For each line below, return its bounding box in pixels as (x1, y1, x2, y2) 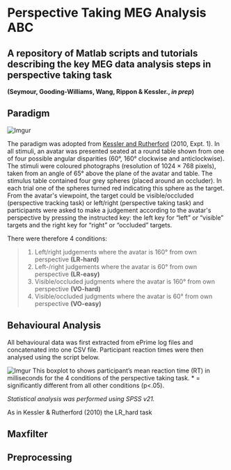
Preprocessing (7, 452, 72, 464)
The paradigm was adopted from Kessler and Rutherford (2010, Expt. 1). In (7, 139, 221, 147)
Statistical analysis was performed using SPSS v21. (7, 394, 155, 403)
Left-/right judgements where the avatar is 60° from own (34, 262, 198, 270)
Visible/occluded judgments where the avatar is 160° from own (34, 277, 216, 286)
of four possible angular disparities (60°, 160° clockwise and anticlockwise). (7, 154, 225, 163)
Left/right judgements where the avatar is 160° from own (34, 248, 197, 256)
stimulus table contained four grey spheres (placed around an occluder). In (7, 176, 223, 185)
